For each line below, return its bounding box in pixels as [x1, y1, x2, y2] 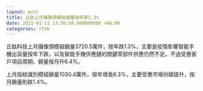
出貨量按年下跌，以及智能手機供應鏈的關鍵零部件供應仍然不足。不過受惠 [11, 51, 192, 58]
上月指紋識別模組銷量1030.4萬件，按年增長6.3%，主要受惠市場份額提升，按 [6, 71, 195, 78]
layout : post [6, 8, 39, 15]
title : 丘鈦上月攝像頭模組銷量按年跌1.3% [6, 14, 100, 20]
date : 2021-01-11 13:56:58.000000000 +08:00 [6, 20, 120, 26]
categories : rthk [6, 25, 50, 32]
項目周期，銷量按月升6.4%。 [11, 58, 83, 65]
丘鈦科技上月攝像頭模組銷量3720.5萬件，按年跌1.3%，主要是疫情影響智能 [6, 43, 189, 50]
